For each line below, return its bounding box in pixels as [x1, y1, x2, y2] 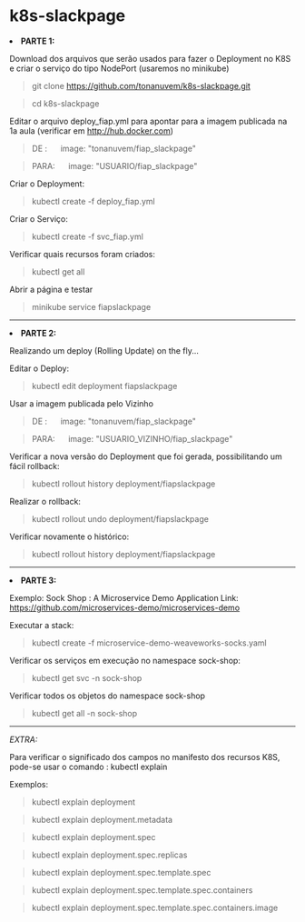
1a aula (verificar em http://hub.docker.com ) [9, 125, 174, 136]
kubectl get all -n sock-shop [31, 707, 138, 718]
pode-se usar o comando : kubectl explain [9, 761, 168, 772]
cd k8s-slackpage [31, 97, 100, 109]
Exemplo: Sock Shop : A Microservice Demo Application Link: [9, 592, 239, 603]
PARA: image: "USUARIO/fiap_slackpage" [31, 160, 198, 171]
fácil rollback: [9, 460, 61, 471]
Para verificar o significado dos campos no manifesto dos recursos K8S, [9, 751, 280, 762]
